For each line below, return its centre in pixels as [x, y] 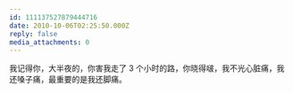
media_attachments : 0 [50, 42]
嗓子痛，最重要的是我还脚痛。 [71, 80]
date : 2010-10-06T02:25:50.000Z [69, 26]
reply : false [33, 34]
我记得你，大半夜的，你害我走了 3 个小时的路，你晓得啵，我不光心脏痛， [143, 68]
